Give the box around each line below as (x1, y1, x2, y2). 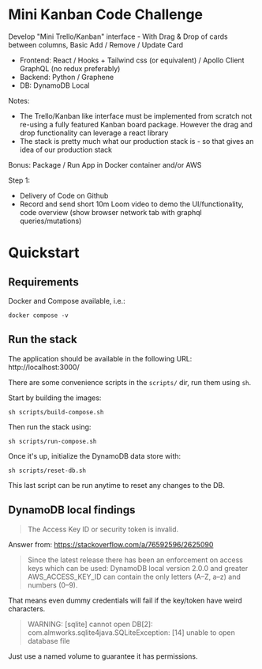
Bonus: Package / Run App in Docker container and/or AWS (8, 160, 202, 169)
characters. (8, 603, 46, 614)
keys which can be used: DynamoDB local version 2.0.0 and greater (27, 563, 249, 573)
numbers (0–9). (27, 580, 78, 590)
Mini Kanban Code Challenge (8, 6, 204, 24)
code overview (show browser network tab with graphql (19, 207, 203, 217)
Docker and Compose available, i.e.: (8, 296, 125, 305)
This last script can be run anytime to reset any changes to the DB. (8, 480, 225, 489)
